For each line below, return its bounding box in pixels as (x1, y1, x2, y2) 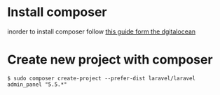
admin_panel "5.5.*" (7, 81, 68, 88)
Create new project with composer (7, 52, 213, 68)
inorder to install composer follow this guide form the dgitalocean (7, 27, 196, 36)
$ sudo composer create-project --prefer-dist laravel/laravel (7, 75, 196, 82)
